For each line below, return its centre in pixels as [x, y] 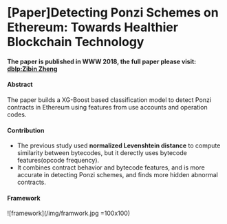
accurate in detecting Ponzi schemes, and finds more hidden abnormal [117, 175]
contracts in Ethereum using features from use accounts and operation [107, 107]
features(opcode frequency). [58, 161]
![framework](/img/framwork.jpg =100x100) [69, 213]
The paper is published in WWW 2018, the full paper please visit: [102, 61]
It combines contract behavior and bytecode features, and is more [111, 167]
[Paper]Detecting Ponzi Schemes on [113, 13]
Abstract [20, 85]
